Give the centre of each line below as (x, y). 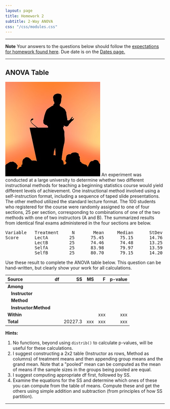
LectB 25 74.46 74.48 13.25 (99, 243)
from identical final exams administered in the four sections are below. (78, 223)
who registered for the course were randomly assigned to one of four (77, 207)
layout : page (19, 11)
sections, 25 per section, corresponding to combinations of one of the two (83, 212)
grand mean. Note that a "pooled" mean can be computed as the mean (87, 364)
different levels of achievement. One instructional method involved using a (83, 191)
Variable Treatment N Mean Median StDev (84, 233)
